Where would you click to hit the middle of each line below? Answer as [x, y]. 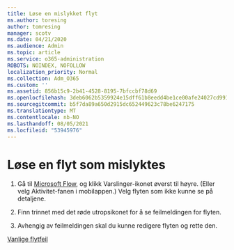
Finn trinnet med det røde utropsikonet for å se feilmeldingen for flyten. [119, 212]
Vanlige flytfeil [28, 239]
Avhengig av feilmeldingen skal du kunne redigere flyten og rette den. [117, 226]
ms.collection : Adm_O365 [43, 78]
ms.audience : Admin [36, 46]
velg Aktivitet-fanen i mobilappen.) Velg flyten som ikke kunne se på [115, 192]
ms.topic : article [34, 53]
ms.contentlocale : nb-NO [43, 117]
